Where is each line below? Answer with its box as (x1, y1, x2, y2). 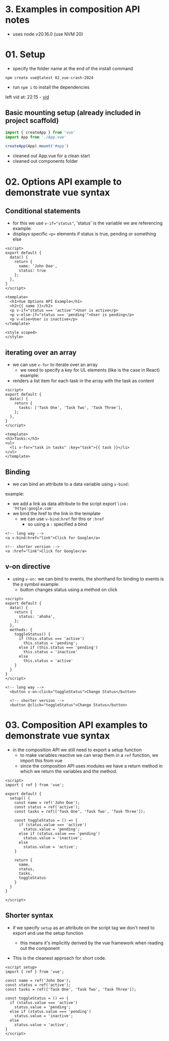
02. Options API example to (5, 176, 122, 188)
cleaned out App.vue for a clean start (12, 153, 90, 159)
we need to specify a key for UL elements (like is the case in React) (20, 367, 160, 373)
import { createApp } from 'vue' (5, 130, 76, 135)
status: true (18, 268, 46, 274)
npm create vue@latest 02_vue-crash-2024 (5, 75, 94, 80)
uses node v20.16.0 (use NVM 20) (12, 31, 83, 37)
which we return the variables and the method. (20, 768, 118, 774)
